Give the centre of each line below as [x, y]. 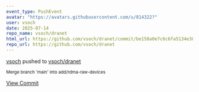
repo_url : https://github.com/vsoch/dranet [61, 45]
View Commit [23, 83]
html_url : [18, 39]
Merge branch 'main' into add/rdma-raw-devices [56, 72]
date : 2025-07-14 [28, 28]
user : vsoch [21, 22]
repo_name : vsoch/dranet [37, 34]
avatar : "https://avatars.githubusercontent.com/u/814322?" [82, 17]
